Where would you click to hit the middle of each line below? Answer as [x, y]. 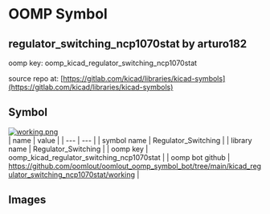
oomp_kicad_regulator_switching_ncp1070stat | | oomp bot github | [119, 157]
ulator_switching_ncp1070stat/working [72, 175]
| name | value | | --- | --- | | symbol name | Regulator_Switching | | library [130, 140]
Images [27, 200]
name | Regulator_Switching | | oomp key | [78, 149]
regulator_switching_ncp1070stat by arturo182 [128, 44]
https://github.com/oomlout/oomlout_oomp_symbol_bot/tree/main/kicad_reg [135, 166]
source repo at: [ [36, 78]
